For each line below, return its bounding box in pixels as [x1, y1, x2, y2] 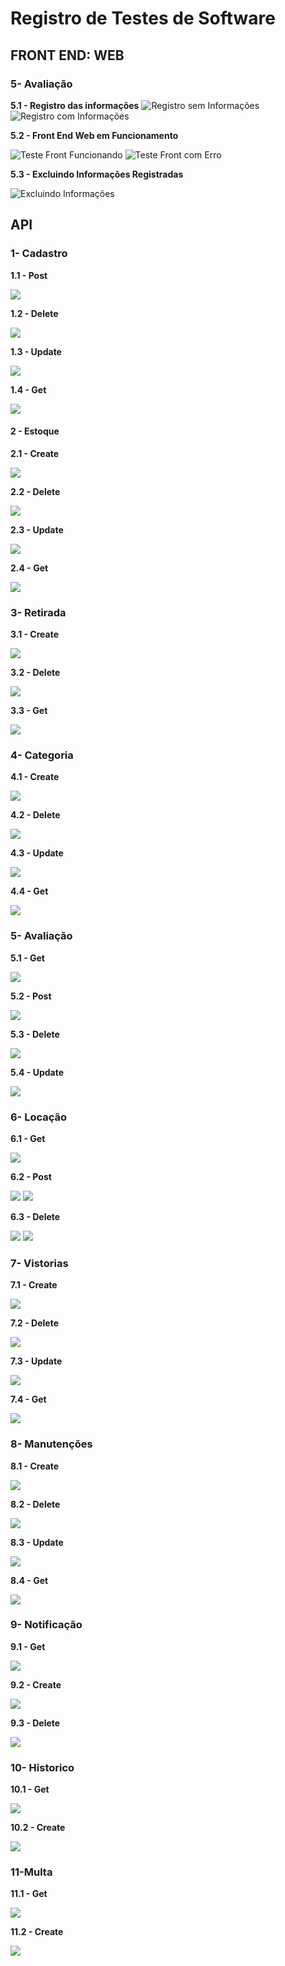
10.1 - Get [10, 1783, 50, 1796]
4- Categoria [10, 748, 74, 762]
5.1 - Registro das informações [10, 99, 140, 111]
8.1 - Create [10, 1460, 60, 1472]
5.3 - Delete [10, 1028, 60, 1040]
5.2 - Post [10, 990, 52, 1002]
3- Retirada [10, 605, 67, 619]
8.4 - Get [10, 1574, 49, 1586]
